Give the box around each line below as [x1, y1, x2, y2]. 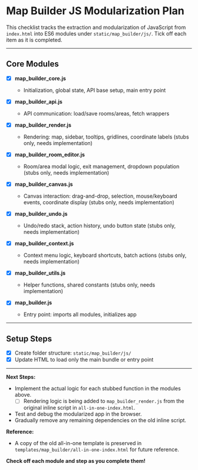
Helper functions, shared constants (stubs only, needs [23, 281, 156, 288]
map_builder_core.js [14, 75, 67, 82]
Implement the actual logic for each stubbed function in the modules [14, 385, 181, 392]
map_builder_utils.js [14, 269, 66, 276]
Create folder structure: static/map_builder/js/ [14, 349, 131, 356]
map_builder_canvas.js [14, 181, 73, 188]
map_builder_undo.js [14, 210, 68, 217]
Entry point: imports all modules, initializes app [23, 311, 137, 318]
